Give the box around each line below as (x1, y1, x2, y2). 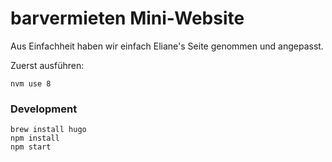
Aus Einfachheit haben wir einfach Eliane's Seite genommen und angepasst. (10, 40, 324, 52)
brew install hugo (10, 125, 87, 135)
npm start (10, 142, 52, 152)
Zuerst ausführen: (10, 59, 85, 71)
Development (10, 102, 78, 116)
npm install (10, 133, 60, 144)
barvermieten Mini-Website (10, 7, 245, 30)
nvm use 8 (10, 78, 52, 89)
